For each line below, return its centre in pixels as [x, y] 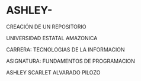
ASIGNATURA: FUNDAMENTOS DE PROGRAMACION [70, 61]
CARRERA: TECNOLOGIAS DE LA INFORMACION [65, 49]
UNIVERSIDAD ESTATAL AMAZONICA [52, 38]
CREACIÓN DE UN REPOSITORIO [46, 27]
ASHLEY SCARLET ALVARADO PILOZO [53, 72]
